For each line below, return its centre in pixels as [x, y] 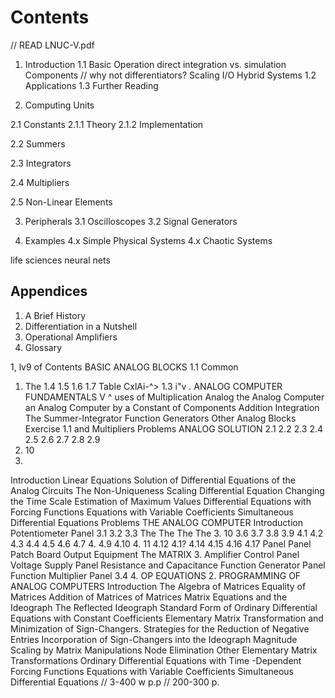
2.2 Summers [38, 143]
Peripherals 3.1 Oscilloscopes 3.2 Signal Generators [131, 221]
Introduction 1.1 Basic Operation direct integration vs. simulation [155, 64]
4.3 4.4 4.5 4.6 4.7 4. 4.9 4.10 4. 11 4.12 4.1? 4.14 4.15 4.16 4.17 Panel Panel [161, 543]
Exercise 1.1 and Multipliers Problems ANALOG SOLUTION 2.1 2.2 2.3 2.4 [174, 428]
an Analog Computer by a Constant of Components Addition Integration [172, 407]
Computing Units [59, 105]
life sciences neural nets [60, 260]
